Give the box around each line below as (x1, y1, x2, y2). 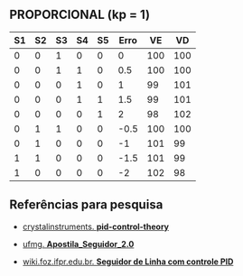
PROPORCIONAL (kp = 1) (9, 7, 151, 23)
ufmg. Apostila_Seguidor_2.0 (22, 238, 135, 249)
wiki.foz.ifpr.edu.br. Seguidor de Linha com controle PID (22, 256, 234, 267)
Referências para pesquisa (9, 198, 164, 213)
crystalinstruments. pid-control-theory (22, 221, 170, 232)
